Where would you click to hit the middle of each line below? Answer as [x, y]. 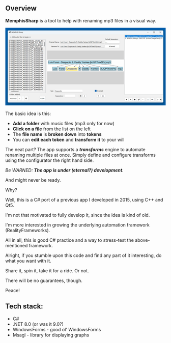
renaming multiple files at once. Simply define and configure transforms [81, 155]
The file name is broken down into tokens [57, 134]
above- [142, 240]
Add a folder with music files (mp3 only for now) [63, 123]
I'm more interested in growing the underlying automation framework [78, 225]
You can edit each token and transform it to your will [68, 139]
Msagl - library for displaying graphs [51, 335]
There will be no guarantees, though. [44, 280]
